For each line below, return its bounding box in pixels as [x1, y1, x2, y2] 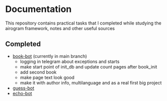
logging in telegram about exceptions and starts [20, 58, 120, 64]
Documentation [5, 3, 72, 15]
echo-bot [12, 90, 32, 96]
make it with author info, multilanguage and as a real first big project [20, 79, 162, 85]
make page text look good [20, 74, 75, 80]
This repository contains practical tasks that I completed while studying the [5, 20, 161, 26]
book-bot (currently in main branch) [12, 53, 87, 59]
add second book [20, 69, 57, 75]
